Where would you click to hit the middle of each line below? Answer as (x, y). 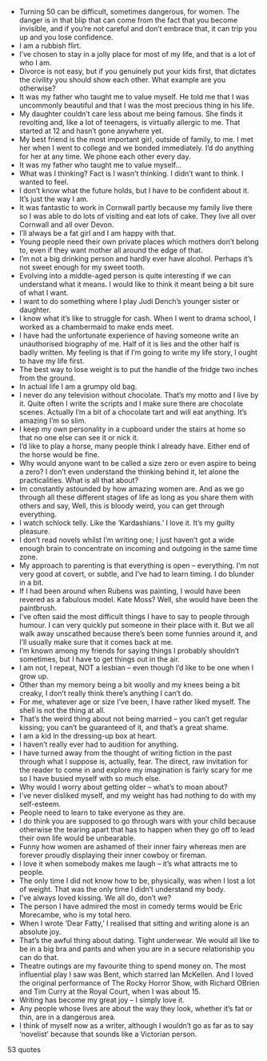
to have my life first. (52, 361)
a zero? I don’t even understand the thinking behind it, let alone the (129, 472)
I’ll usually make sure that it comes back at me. (96, 642)
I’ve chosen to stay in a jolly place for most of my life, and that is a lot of (137, 54)
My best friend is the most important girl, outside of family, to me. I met (136, 139)
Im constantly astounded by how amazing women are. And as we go (132, 489)
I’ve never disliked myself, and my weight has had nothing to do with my (137, 796)
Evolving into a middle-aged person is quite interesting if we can (125, 275)
